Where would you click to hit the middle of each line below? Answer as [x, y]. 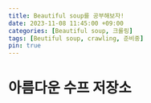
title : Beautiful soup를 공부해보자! [66, 16]
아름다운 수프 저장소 [70, 88]
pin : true [25, 46]
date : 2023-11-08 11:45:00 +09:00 [66, 23]
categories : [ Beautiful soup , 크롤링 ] [71, 31]
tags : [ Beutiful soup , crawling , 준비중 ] [76, 38]
